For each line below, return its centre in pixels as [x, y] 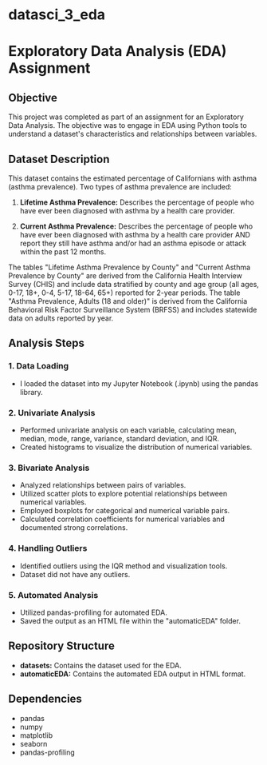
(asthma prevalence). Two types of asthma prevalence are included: [120, 187]
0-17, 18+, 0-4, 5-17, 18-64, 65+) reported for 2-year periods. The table [124, 293]
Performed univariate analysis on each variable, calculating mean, [128, 430]
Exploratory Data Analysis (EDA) [118, 52]
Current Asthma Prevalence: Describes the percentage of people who [136, 226]
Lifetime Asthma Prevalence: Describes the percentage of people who [137, 202]
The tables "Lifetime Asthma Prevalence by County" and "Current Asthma [130, 267]
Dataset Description [59, 159]
